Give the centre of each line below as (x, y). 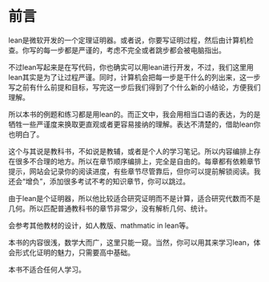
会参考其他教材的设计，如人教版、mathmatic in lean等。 (101, 225)
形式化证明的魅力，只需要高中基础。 (74, 252)
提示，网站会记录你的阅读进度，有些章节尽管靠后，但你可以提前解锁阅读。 (131, 171)
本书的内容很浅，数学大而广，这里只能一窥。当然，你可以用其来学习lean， (131, 242)
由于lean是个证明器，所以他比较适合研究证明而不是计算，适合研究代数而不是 (134, 198)
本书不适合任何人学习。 (47, 269)
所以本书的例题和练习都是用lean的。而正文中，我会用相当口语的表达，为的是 (134, 114)
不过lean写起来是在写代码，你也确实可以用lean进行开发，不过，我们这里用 (131, 67)
